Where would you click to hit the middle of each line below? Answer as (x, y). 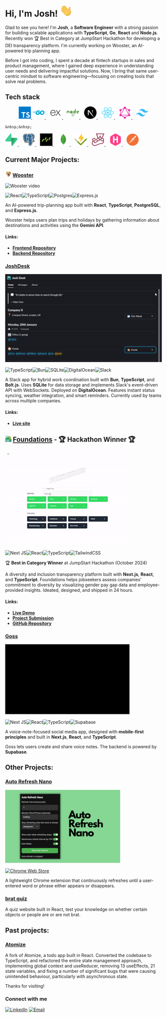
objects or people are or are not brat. (43, 915)
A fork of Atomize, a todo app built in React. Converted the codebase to (78, 955)
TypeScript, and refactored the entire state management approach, (74, 961)
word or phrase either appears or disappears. (69, 886)
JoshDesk (18, 266)
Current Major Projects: (42, 160)
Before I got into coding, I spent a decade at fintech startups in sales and (80, 60)
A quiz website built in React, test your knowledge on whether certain (76, 909)
